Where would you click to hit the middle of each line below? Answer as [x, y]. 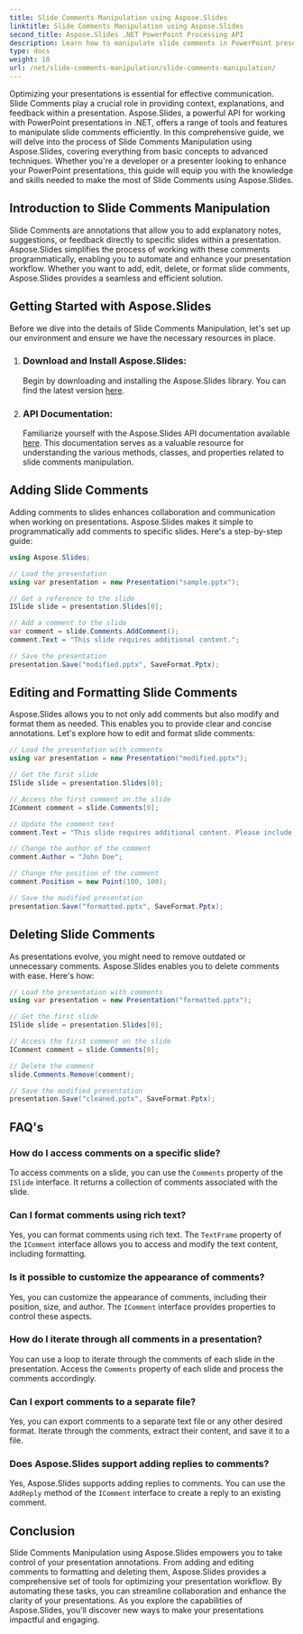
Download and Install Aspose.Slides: [105, 361]
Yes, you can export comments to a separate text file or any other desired [146, 1421]
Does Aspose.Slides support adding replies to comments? [139, 1464]
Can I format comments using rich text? [98, 1214]
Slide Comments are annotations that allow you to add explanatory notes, [145, 230]
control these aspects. [51, 1316]
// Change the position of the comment [84, 873]
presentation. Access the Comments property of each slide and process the [147, 1369]
